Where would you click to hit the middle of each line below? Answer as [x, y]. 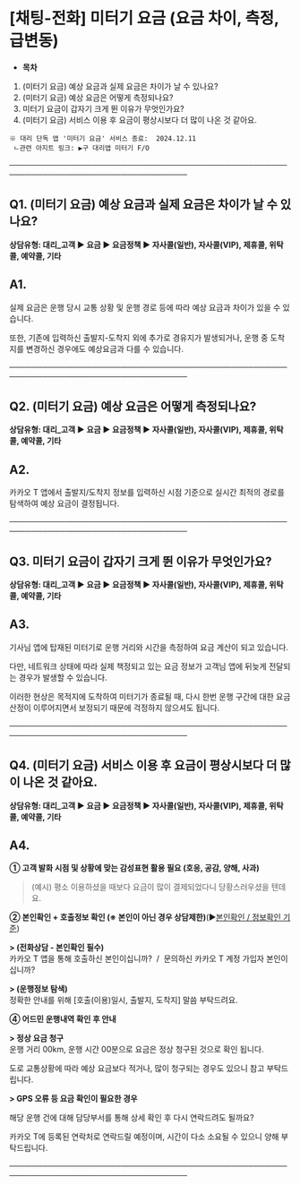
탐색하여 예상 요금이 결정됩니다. [64, 503]
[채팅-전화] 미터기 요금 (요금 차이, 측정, [144, 18]
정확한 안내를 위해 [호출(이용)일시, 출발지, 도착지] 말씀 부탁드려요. [124, 1000]
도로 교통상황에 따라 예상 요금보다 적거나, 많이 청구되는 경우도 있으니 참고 [137, 1069]
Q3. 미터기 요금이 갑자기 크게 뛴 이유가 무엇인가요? [141, 561]
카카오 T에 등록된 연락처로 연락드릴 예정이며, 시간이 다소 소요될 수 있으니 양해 [144, 1137]
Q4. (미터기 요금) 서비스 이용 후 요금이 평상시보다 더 [143, 765]
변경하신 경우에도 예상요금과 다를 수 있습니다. [105, 348]
